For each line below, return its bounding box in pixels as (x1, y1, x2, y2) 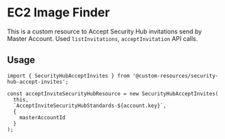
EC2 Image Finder (7, 5, 110, 20)
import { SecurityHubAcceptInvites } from (7, 72, 130, 79)
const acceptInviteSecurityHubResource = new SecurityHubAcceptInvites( (7, 90, 219, 97)
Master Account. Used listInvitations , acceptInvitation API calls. (7, 34, 198, 42)
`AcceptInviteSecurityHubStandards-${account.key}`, (13, 102, 167, 109)
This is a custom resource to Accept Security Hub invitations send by (7, 27, 202, 35)
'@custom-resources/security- (132, 72, 219, 79)
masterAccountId (19, 114, 66, 121)
